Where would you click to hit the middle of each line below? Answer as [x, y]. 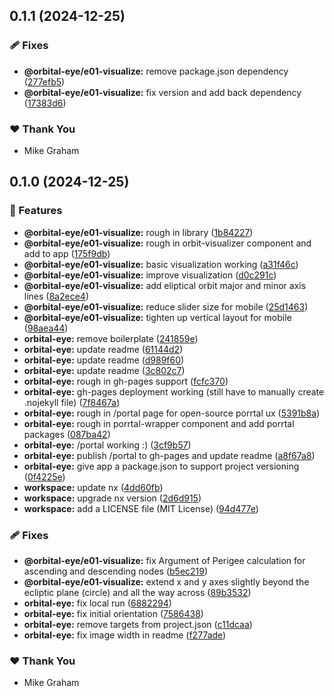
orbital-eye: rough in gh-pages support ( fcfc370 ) [126, 381]
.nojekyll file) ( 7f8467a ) [72, 402]
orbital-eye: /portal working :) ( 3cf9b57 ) [107, 445]
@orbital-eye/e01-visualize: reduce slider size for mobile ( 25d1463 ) [166, 306]
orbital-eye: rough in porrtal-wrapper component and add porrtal [159, 423]
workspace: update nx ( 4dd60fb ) [93, 487]
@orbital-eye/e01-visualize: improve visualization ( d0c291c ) [150, 275]
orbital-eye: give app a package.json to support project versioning [161, 466]
